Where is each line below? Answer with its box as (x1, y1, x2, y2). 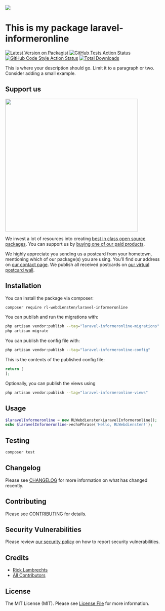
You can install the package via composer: (5, 295, 94, 301)
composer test (5, 450, 35, 455)
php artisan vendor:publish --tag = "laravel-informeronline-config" (5, 348, 151, 353)
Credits (5, 553, 29, 562)
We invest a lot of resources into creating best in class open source (5, 236, 146, 242)
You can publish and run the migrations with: (5, 314, 99, 320)
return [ (5, 366, 24, 372)
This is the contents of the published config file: (5, 357, 105, 363)
